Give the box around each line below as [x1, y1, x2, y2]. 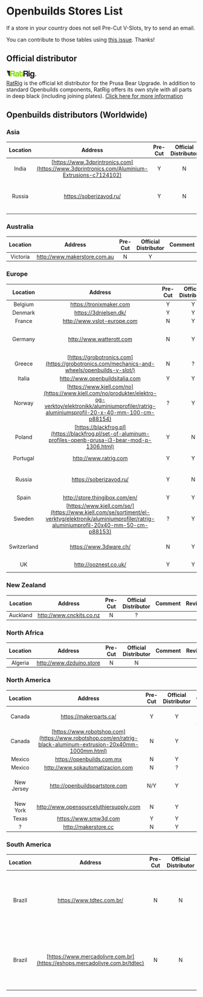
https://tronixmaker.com [70, 301, 130, 308]
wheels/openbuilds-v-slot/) [65, 366, 136, 373]
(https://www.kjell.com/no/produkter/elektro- [43, 390, 157, 397]
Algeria [11, 659, 29, 666]
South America [6, 840, 51, 848]
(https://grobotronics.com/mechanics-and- [45, 360, 155, 367]
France [14, 318, 33, 325]
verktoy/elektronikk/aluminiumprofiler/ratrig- [44, 402, 156, 410]
